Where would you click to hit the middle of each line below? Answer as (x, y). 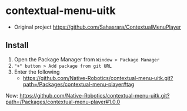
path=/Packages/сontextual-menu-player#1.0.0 (63, 102)
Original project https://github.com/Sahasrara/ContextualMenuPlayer (98, 27)
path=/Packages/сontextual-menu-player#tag (79, 84)
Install (17, 45)
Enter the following (37, 72)
